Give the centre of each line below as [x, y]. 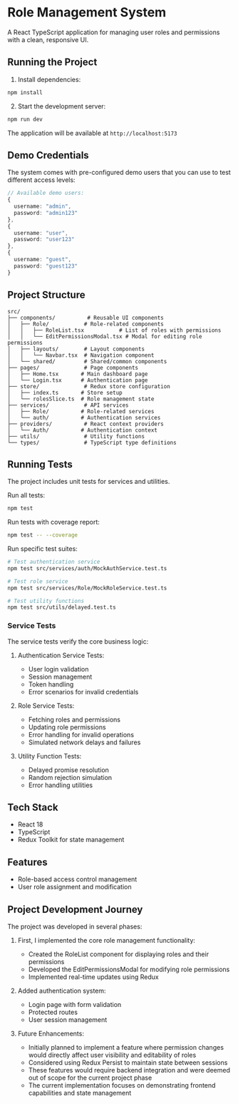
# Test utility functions [46, 601]
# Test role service [38, 581]
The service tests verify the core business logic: [78, 641]
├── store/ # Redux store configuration [89, 386]
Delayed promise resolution [68, 770]
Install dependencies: [49, 79]
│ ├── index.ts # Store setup [65, 393]
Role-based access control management [77, 879]
